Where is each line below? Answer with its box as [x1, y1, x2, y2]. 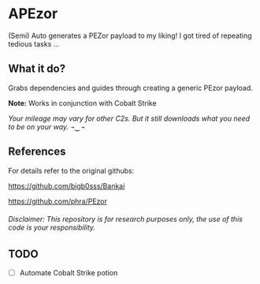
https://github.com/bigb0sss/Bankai [8, 181, 125, 190]
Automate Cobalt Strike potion [19, 268, 118, 278]
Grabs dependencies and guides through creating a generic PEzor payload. [8, 83, 254, 92]
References [8, 145, 66, 159]
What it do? [8, 62, 65, 76]
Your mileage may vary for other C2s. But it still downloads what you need [8, 114, 251, 123]
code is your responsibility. [8, 222, 96, 233]
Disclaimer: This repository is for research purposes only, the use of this [8, 215, 243, 224]
